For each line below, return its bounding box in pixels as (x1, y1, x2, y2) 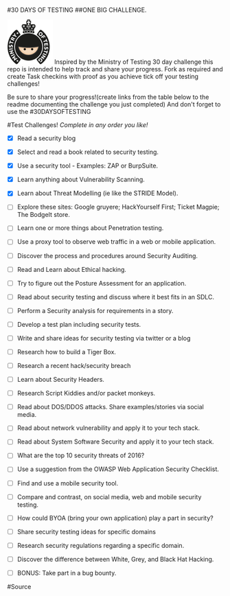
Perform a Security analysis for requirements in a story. (16, 306, 174, 314)
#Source (7, 582, 32, 591)
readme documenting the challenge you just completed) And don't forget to (7, 100, 221, 108)
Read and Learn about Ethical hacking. (16, 265, 127, 273)
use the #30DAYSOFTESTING (7, 108, 91, 115)
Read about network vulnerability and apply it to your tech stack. (16, 424, 200, 432)
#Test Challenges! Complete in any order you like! (7, 121, 148, 129)
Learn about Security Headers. (16, 376, 105, 384)
